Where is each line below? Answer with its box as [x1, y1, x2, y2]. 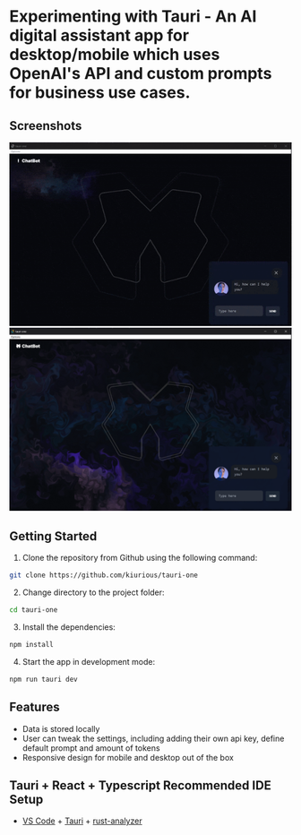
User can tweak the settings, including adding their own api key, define [21, 733, 285, 744]
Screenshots [9, 118, 82, 133]
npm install [9, 640, 54, 649]
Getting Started [9, 529, 98, 544]
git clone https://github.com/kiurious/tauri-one [9, 571, 199, 580]
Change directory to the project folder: [21, 587, 165, 598]
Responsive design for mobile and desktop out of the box [21, 752, 235, 762]
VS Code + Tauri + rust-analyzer [21, 815, 142, 826]
